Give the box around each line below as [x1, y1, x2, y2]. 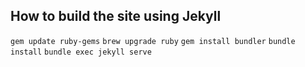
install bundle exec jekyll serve [10, 47, 152, 57]
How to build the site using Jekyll [10, 8, 222, 25]
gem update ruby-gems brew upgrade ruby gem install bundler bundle [10, 36, 296, 46]
